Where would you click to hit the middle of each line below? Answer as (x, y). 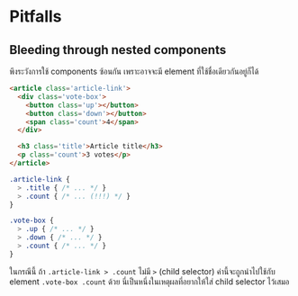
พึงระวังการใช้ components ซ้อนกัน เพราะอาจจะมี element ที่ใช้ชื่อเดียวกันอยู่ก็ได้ (134, 71)
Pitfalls (36, 17)
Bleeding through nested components (118, 50)
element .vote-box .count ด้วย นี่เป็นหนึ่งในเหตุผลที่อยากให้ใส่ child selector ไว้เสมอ (149, 282)
